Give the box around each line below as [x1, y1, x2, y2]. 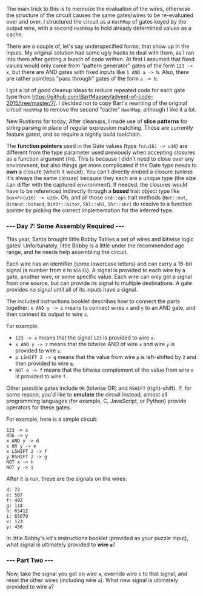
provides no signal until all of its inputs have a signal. [6, 286, 138, 293]
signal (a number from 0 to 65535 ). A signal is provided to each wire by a [6, 267, 186, 274]
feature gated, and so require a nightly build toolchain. [6, 130, 142, 138]
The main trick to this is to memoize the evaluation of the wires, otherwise [6, 5, 191, 12]
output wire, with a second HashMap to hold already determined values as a [6, 24, 192, 32]
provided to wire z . [15, 347, 62, 354]
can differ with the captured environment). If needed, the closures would [6, 181, 188, 188]
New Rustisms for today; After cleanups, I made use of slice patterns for [6, 118, 188, 125]
